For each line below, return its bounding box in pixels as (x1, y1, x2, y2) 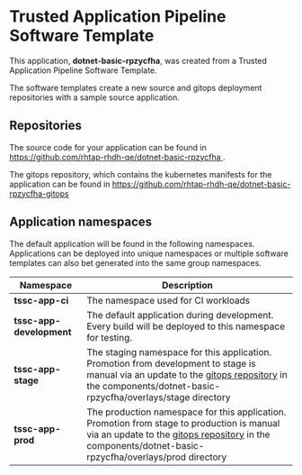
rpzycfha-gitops (9, 187, 69, 199)
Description (161, 279, 213, 291)
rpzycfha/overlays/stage (86, 390, 191, 403)
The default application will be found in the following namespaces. (9, 238, 255, 249)
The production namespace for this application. (86, 406, 287, 418)
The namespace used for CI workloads (86, 294, 251, 306)
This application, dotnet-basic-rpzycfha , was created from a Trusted (9, 55, 268, 66)
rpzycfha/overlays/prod (86, 451, 187, 463)
